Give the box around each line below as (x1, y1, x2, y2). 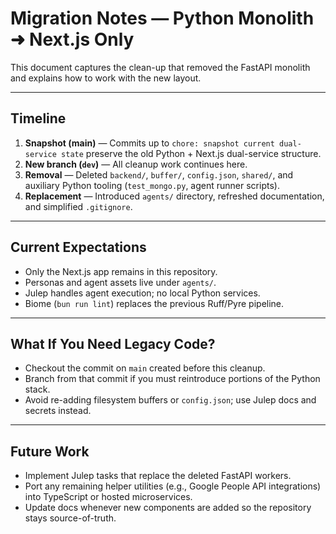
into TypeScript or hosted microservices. (24, 491, 193, 503)
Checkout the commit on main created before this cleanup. (24, 362, 266, 374)
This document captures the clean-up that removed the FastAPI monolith (10, 61, 311, 73)
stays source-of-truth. (24, 512, 117, 524)
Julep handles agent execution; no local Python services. (24, 287, 261, 299)
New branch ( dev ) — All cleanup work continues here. (24, 158, 248, 170)
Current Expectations (10, 239, 147, 256)
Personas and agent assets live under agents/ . (24, 276, 217, 288)
